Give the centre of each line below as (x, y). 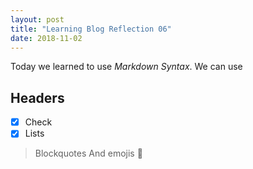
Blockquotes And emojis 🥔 (88, 153)
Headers (37, 97)
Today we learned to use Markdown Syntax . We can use (126, 67)
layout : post (37, 19)
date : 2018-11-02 (46, 38)
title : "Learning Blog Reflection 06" (91, 29)
